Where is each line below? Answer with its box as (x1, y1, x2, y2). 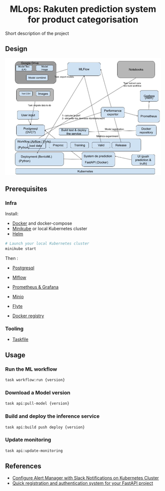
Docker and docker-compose (12, 220, 73, 226)
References (5, 462, 41, 470)
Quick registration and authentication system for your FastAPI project (12, 480, 153, 486)
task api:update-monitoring (5, 448, 63, 453)
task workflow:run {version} (5, 378, 65, 383)
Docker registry (12, 313, 44, 319)
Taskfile (12, 337, 29, 343)
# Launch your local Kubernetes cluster (5, 241, 90, 246)
